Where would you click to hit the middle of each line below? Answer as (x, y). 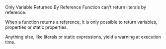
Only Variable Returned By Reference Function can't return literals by (76, 7)
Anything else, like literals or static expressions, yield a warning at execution (83, 37)
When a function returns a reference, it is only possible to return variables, (81, 22)
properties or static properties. (37, 27)
